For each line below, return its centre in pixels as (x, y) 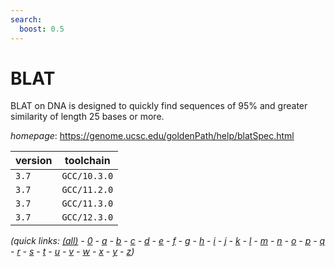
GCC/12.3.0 (87, 217)
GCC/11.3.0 (87, 204)
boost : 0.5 (42, 29)
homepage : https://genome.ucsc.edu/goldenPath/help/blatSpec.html (152, 136)
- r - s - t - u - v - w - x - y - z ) (72, 252)
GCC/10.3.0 (87, 176)
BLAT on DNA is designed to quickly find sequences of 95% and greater (159, 106)
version (34, 161)
